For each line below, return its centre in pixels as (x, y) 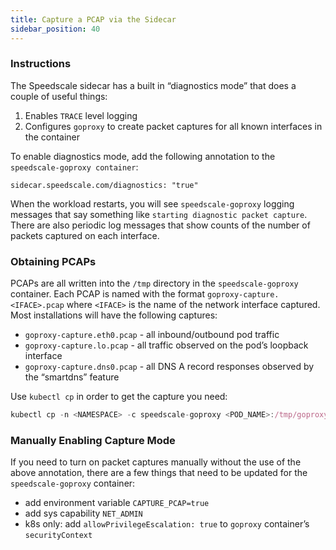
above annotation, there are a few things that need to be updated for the (159, 473)
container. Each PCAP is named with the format (108, 294)
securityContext (58, 536)
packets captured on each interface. (85, 235)
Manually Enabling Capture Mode (93, 440)
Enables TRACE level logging (81, 115)
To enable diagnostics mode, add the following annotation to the (143, 156)
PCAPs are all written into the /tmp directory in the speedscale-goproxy (154, 283)
